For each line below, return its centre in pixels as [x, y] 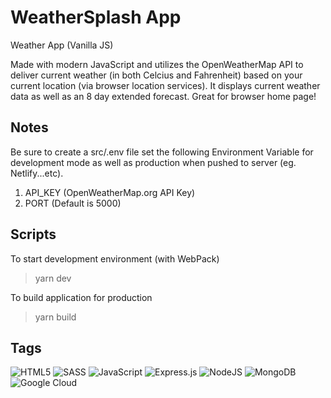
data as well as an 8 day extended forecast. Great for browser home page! [163, 96]
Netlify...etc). [37, 173]
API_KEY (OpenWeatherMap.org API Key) [110, 192]
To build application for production [81, 297]
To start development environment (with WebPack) [115, 258]
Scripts [33, 234]
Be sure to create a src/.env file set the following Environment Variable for [162, 152]
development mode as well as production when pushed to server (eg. [153, 162]
